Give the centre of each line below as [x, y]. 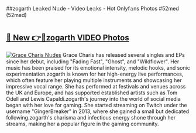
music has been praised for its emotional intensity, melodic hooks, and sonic [98, 67]
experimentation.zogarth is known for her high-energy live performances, [95, 74]
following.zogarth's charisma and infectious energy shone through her [91, 117]
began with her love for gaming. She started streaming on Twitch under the [97, 105]
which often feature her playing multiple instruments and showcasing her [94, 80]
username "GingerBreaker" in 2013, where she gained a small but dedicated [98, 111]
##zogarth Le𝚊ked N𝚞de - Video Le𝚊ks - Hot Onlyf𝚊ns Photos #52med [93, 8]
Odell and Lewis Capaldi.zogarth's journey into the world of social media [94, 98]
